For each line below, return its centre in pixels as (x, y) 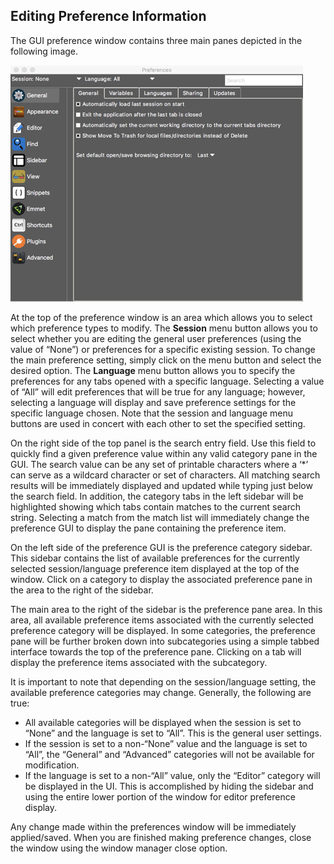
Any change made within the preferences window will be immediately (153, 826)
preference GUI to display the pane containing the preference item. (148, 528)
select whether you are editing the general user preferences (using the (156, 338)
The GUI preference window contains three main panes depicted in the (156, 40)
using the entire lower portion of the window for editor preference (160, 796)
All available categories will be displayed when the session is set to (163, 722)
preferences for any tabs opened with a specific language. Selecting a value (167, 381)
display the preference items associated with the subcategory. (139, 662)
